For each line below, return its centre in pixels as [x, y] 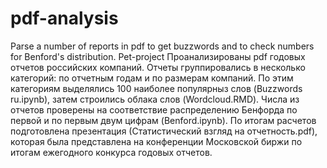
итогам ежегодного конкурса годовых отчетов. [111, 152]
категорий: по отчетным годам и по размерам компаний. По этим [152, 78]
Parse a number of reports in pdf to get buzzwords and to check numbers [162, 46]
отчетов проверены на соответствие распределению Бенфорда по [154, 109]
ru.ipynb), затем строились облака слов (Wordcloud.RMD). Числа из [155, 99]
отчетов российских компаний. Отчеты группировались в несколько [158, 67]
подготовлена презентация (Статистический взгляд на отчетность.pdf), [164, 131]
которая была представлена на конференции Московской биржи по [156, 141]
